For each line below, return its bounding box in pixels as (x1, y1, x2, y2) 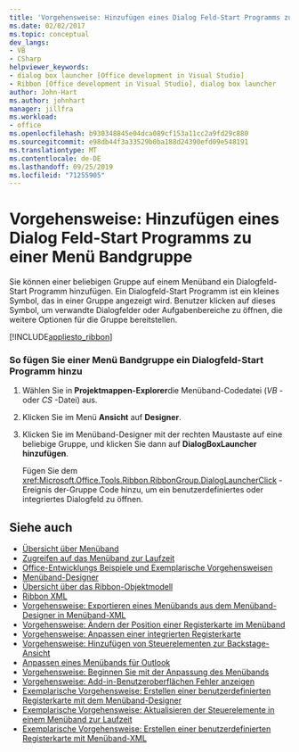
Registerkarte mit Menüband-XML (21, 733, 147, 744)
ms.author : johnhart (9, 95, 86, 105)
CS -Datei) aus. (41, 394, 98, 406)
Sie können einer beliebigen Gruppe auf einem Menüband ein (9, 277, 235, 287)
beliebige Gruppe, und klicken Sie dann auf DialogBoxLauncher (21, 439, 257, 450)
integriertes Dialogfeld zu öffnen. (21, 494, 144, 505)
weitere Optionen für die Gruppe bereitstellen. (9, 314, 178, 326)
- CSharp (9, 54, 42, 63)
